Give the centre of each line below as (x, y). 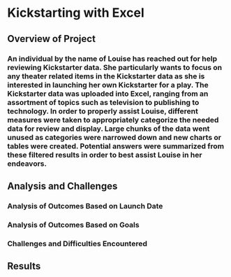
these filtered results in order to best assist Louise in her (105, 155)
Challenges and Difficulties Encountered (77, 243)
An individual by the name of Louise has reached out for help (112, 59)
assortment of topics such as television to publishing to (103, 102)
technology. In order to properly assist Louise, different (103, 111)
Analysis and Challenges (62, 186)
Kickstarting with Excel (76, 13)
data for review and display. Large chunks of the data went (109, 129)
